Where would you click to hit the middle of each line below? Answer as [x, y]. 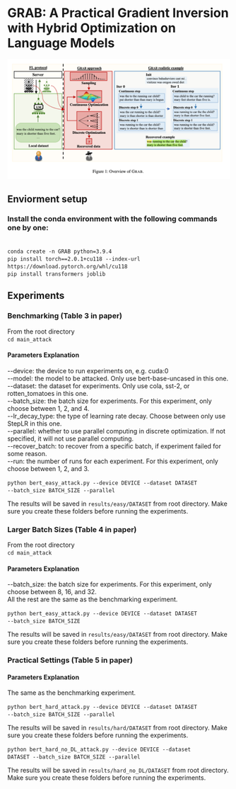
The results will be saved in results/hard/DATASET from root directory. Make [117, 728]
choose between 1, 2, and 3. [48, 468]
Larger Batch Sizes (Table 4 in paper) [72, 529]
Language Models [61, 43]
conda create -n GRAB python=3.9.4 [60, 251]
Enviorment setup [48, 199]
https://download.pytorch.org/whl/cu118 [68, 266]
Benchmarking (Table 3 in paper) [65, 316]
